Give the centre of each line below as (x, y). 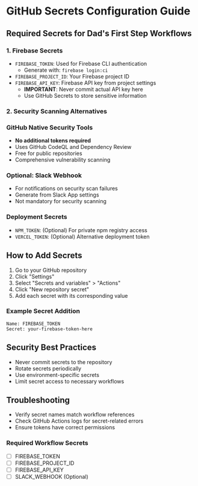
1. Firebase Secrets (35, 51)
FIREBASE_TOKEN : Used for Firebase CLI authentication (81, 63)
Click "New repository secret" (52, 289)
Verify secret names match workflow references (75, 415)
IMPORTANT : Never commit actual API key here (83, 89)
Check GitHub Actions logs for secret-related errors (79, 421)
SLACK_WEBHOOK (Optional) (51, 476)
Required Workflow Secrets (47, 443)
